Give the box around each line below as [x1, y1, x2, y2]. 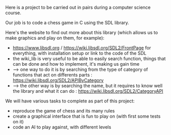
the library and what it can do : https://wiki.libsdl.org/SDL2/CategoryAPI [12, 88, 163, 94]
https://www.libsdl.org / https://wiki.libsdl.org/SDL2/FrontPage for [12, 45, 152, 50]
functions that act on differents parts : [12, 72, 93, 78]
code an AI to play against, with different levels [12, 124, 111, 130]
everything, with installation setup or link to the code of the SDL [12, 50, 146, 56]
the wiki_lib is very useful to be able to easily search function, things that [12, 56, 166, 62]
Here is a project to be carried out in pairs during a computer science [5, 5, 151, 10]
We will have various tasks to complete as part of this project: [5, 98, 135, 104]
